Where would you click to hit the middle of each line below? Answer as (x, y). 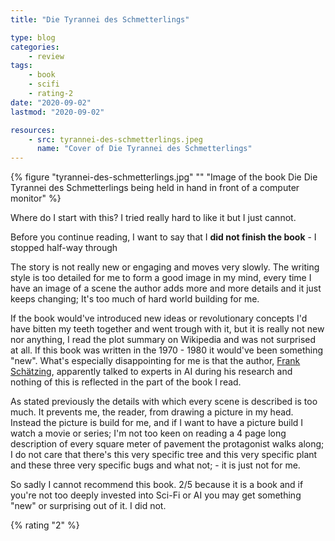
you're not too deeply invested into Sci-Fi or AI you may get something (156, 495)
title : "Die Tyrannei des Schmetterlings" (100, 19)
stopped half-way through (64, 248)
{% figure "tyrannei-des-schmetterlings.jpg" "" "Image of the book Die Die (164, 177)
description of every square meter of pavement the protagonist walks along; (167, 444)
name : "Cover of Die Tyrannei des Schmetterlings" (144, 149)
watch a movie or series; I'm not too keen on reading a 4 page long (148, 433)
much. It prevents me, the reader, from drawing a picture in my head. (152, 412)
